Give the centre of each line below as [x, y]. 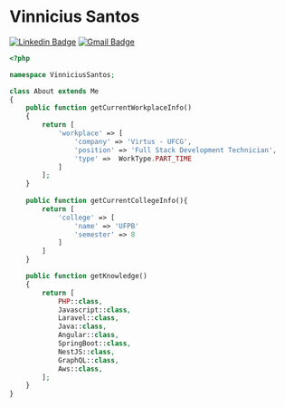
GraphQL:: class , [88, 360]
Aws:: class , [80, 369]
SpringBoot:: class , [94, 344]
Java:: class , [82, 327]
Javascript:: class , [94, 310]
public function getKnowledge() [86, 276]
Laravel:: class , [88, 318]
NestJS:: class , [86, 352]
